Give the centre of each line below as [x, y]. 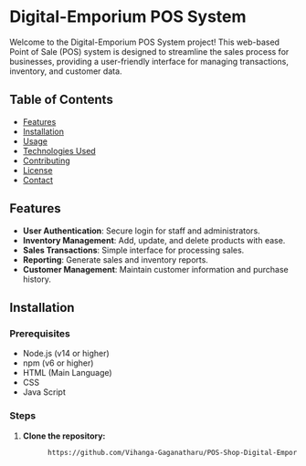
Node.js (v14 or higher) [66, 354]
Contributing [46, 161]
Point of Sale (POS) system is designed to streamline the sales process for [149, 51]
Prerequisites [40, 333]
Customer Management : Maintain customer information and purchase [156, 269]
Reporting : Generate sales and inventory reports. [115, 259]
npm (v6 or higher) [58, 363]
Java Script [44, 392]
